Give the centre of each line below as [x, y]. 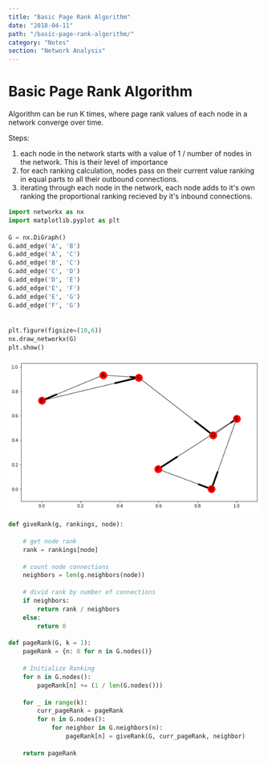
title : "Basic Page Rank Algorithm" [69, 17]
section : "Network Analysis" [57, 51]
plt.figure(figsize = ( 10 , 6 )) [55, 331]
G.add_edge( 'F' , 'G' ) [45, 305]
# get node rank [50, 541]
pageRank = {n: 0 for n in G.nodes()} [87, 652]
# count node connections [66, 567]
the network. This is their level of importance [94, 162]
